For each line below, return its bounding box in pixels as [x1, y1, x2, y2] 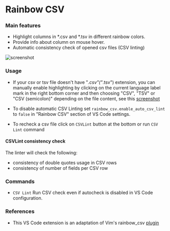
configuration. [12, 195, 42, 201]
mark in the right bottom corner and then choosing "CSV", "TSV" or [12, 90, 155, 96]
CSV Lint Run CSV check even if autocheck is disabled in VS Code [12, 189, 153, 196]
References [5, 208, 35, 215]
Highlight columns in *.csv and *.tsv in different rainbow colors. [12, 33, 145, 40]
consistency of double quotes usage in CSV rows [12, 159, 117, 166]
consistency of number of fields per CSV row [12, 165, 109, 171]
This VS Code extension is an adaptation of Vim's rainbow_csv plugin [12, 220, 159, 226]
